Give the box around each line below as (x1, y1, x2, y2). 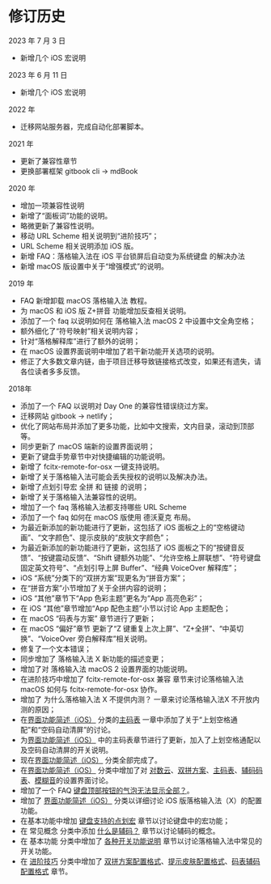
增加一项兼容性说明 (19, 200, 85, 210)
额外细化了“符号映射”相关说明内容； (19, 325, 141, 336)
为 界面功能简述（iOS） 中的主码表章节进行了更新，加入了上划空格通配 (19, 734, 254, 745)
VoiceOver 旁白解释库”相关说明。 (40, 633, 152, 644)
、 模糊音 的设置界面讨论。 (27, 775, 113, 785)
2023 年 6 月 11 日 (8, 70, 68, 79)
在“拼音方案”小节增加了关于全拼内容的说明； (19, 583, 169, 593)
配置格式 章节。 (19, 866, 73, 876)
